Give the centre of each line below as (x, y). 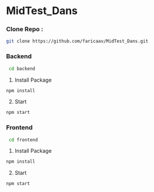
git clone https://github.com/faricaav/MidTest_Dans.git (77, 41)
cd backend (22, 69)
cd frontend (23, 140)
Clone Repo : (25, 29)
